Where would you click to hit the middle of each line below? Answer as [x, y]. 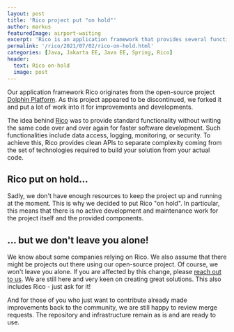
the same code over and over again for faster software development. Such [114, 128]
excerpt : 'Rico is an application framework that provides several [107, 40]
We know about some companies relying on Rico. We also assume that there [117, 257]
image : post [31, 72]
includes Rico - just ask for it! [49, 287]
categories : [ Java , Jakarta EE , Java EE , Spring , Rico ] [90, 53]
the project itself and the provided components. [76, 218]
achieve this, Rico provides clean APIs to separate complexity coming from [115, 142]
